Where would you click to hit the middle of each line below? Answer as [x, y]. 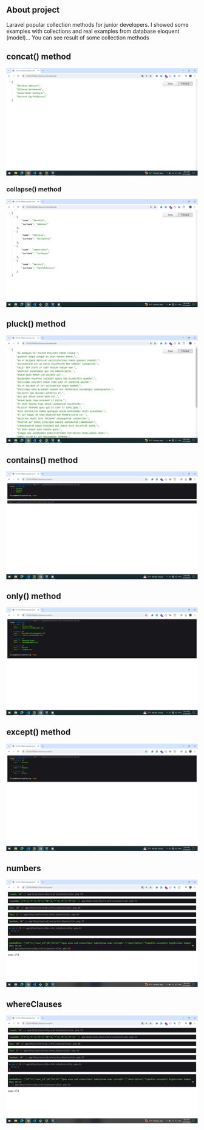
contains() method [42, 460]
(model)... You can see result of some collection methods [78, 37]
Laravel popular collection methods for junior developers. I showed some [97, 24]
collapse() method [34, 190]
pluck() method [36, 324]
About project [33, 10]
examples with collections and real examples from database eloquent [93, 31]
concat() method [39, 57]
